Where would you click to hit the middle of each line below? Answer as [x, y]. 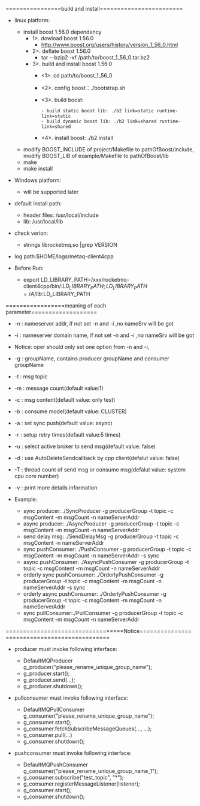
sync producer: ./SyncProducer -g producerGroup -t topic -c [99, 511]
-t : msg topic [31, 376]
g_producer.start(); [46, 673]
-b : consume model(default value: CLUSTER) [70, 411]
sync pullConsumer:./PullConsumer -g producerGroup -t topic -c [103, 613]
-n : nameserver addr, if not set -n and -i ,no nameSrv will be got [94, 323]
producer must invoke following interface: [66, 649]
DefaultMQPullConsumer [54, 709]
